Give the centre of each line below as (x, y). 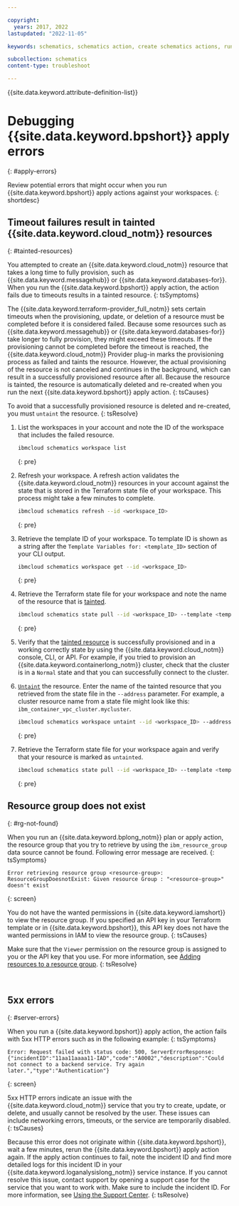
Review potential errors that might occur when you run (87, 185)
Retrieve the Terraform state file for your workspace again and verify (118, 750)
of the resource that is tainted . (62, 602)
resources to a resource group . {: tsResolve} (72, 964)
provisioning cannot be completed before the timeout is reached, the (108, 346)
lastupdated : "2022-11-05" (47, 33)
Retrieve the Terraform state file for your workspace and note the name (122, 594)
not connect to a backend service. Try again (76, 1064)
